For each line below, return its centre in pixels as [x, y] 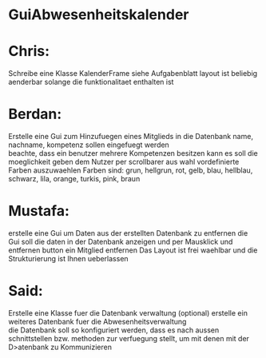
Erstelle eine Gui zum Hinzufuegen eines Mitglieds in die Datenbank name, [131, 137]
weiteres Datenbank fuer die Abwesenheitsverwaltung [97, 321]
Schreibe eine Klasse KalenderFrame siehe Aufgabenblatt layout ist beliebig [133, 74]
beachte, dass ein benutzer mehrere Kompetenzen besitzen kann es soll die [133, 153]
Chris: [29, 52]
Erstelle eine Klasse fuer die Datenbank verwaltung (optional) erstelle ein [128, 312]
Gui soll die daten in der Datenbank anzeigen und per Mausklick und [121, 242]
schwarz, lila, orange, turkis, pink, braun [74, 179]
